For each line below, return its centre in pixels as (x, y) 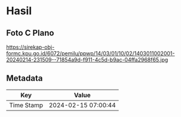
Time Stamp (26, 105)
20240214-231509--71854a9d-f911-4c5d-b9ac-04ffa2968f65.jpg (87, 60)
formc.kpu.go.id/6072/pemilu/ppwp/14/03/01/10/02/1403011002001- (90, 53)
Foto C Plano (30, 33)
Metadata (24, 78)
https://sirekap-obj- (30, 47)
